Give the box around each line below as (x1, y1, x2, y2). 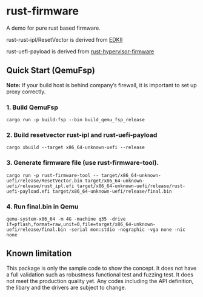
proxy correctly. (6, 88, 46, 95)
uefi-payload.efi (6, 188, 50, 195)
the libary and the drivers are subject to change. (6, 284, 127, 291)
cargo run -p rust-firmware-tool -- (6, 172, 99, 178)
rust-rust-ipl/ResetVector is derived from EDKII (6, 36, 123, 43)
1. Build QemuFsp (6, 103, 59, 112)
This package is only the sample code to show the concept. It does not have (6, 264, 197, 272)
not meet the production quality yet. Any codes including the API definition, (6, 277, 194, 284)
